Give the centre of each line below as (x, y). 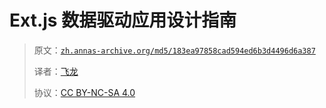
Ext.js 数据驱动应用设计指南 (123, 20)
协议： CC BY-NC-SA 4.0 (84, 92)
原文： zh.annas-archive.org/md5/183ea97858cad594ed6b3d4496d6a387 (174, 50)
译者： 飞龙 (56, 71)
